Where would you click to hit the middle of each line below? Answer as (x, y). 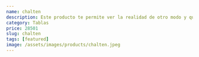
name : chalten (24, 12)
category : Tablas (28, 23)
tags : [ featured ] (28, 39)
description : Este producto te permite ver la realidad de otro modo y (96, 17)
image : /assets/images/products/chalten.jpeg (63, 45)
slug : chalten (24, 34)
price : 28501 (22, 28)
